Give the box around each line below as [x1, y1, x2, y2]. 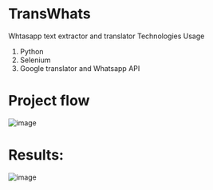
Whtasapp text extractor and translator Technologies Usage [8, 31, 205, 41]
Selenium [19, 55, 51, 65]
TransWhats [8, 5, 92, 23]
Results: [8, 146, 64, 164]
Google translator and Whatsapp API [19, 63, 140, 73]
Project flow [8, 92, 90, 110]
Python [19, 46, 44, 56]
